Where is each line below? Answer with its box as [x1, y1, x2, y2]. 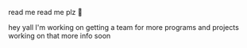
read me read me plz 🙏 [8, 8, 83, 17]
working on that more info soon [8, 31, 111, 40]
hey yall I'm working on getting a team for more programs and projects [8, 23, 240, 31]
